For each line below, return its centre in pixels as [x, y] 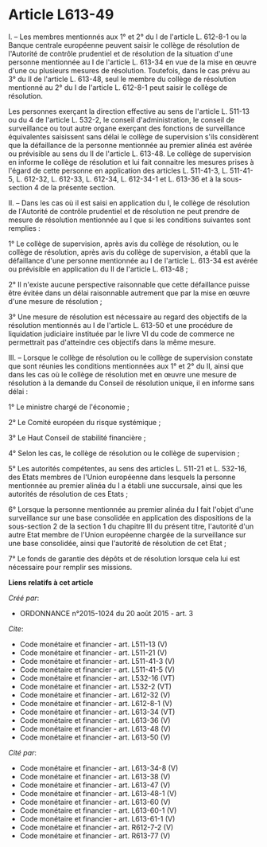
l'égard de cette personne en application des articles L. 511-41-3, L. [118, 170]
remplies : [25, 228]
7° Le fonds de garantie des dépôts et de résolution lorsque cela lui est [124, 558]
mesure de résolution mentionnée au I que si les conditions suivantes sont [130, 220]
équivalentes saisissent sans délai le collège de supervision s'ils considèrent [133, 136]
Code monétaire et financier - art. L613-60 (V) [95, 802]
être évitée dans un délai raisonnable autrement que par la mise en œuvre [129, 293]
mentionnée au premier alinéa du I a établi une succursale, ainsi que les [125, 485]
